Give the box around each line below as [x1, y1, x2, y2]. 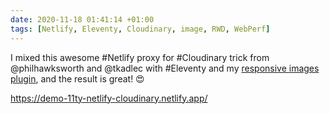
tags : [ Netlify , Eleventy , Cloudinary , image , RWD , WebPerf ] [10, 24, 271, 34]
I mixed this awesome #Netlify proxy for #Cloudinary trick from [10, 51, 270, 63]
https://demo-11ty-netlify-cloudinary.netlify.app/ [10, 92, 208, 104]
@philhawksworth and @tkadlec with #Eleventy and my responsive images [10, 62, 320, 74]
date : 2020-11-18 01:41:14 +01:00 [10, 14, 155, 25]
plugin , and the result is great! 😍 [10, 72, 145, 85]
